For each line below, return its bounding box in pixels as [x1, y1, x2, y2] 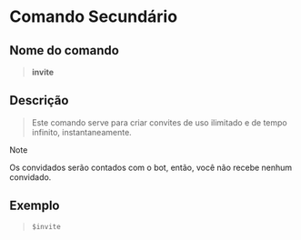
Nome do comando [9, 43, 120, 58]
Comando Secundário [9, 6, 178, 27]
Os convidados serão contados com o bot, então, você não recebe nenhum [9, 162, 293, 173]
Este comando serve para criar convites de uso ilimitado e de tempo [31, 116, 288, 128]
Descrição [9, 93, 69, 108]
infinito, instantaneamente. [31, 126, 132, 137]
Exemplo [9, 198, 60, 214]
